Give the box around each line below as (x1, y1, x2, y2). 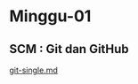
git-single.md (9, 65, 58, 75)
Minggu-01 (9, 6, 92, 27)
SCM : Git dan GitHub (9, 42, 129, 57)
